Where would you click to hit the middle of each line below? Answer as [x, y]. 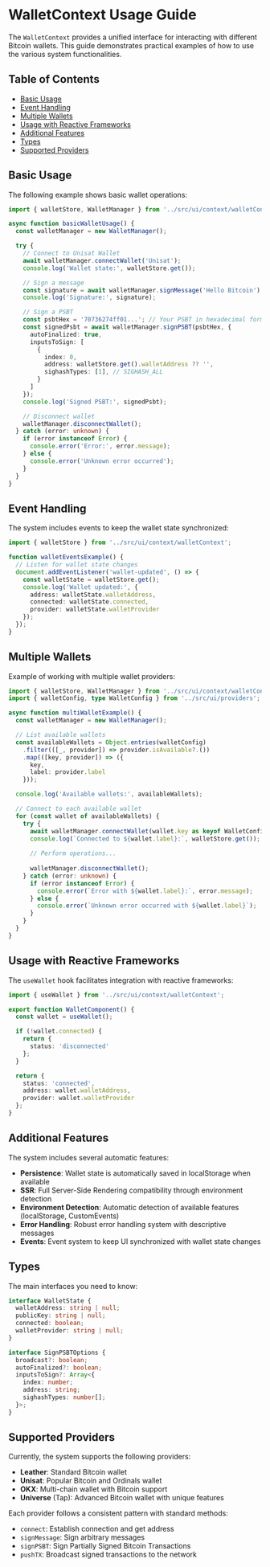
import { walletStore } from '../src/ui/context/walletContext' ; [120, 543]
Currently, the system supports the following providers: [100, 1457]
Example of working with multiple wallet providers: [92, 676]
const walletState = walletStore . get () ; [91, 579]
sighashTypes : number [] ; [64, 1397]
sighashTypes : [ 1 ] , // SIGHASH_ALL [103, 372]
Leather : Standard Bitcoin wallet [73, 1472]
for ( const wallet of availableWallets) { [88, 816]
